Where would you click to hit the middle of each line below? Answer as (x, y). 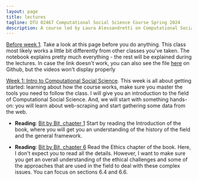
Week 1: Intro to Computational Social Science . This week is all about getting (99, 81)
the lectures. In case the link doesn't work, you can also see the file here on (98, 63)
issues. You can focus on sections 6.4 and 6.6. (71, 172)
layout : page (22, 11)
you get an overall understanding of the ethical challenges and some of (101, 159)
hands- (179, 100)
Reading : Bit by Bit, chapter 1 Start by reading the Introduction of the (98, 123)
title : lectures (26, 17)
